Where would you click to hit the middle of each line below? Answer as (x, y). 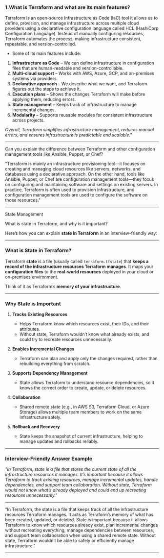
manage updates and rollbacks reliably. (59, 441)
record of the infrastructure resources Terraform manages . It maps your (79, 267)
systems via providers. (35, 79)
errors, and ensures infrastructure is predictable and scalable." (69, 135)
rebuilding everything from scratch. (55, 364)
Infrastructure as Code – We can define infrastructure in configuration (83, 63)
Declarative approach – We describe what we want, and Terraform (80, 84)
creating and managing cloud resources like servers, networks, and (73, 169)
